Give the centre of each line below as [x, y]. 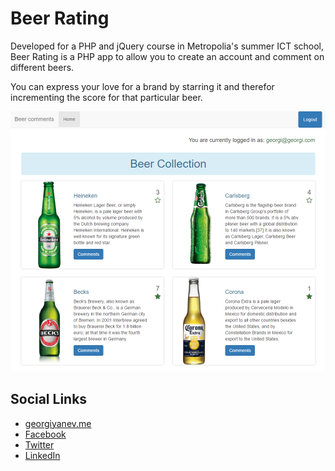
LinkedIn [42, 455]
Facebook [45, 434]
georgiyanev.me [58, 423]
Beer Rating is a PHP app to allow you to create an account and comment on [167, 56]
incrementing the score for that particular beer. [106, 97]
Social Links [49, 399]
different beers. [42, 67]
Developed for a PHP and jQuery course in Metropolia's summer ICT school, [167, 46]
